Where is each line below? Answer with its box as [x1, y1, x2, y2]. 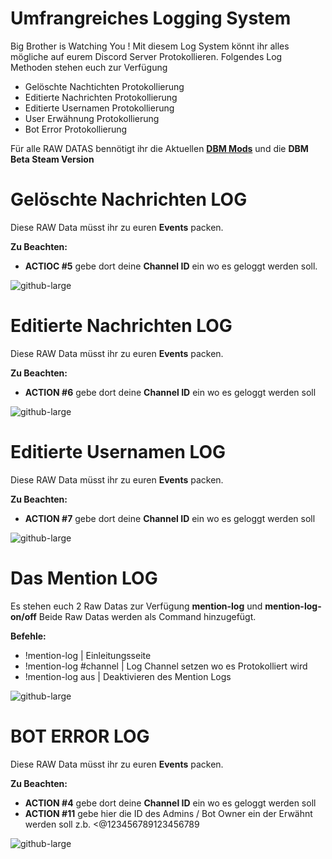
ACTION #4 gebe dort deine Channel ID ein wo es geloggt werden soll [24, 797, 317, 809]
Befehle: [10, 630, 47, 642]
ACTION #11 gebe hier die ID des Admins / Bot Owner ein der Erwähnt [24, 807, 313, 819]
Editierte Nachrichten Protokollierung [24, 91, 178, 103]
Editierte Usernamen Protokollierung [24, 102, 175, 114]
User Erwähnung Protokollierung [24, 112, 160, 124]
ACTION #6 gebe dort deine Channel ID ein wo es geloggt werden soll [24, 386, 317, 398]
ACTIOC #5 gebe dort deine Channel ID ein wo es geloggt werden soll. [24, 260, 318, 272]
